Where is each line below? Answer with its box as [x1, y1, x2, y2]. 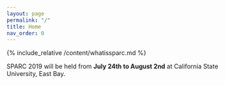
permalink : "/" [6, 17, 51, 24]
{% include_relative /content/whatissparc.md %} [6, 49, 147, 57]
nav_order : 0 [6, 29, 45, 37]
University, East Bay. [6, 70, 66, 78]
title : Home [6, 23, 41, 30]
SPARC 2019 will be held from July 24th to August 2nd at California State [6, 62, 219, 70]
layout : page [6, 10, 45, 17]
